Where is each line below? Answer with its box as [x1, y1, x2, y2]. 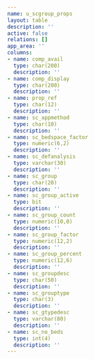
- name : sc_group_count [7, 212, 76, 219]
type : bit [13, 198, 42, 206]
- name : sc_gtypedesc [7, 309, 70, 316]
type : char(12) [13, 101, 58, 108]
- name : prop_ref [7, 95, 58, 102]
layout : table [7, 17, 49, 24]
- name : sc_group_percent [7, 251, 82, 258]
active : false [7, 29, 49, 37]
